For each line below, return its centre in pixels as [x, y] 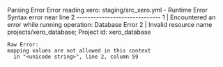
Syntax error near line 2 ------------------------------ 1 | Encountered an [111, 17]
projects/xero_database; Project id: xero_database [79, 32]
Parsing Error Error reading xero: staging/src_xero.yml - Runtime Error [107, 10]
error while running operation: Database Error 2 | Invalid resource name [110, 25]
